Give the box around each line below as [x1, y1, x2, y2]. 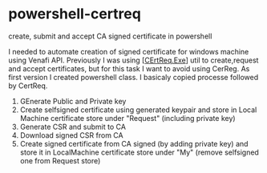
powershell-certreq [8, 5, 142, 23]
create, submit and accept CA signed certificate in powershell [8, 31, 212, 41]
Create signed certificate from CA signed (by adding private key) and [19, 139, 249, 148]
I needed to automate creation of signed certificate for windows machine [8, 46, 249, 56]
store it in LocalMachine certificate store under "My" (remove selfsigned [19, 147, 259, 157]
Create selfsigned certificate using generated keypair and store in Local [19, 105, 257, 115]
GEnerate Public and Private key [19, 96, 127, 106]
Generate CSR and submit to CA [19, 122, 127, 131]
